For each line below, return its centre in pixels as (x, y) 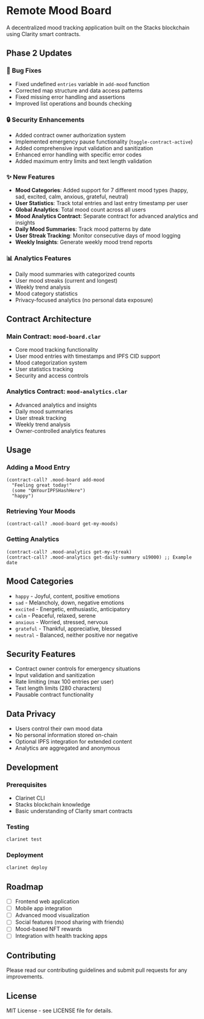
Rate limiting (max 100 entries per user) (64, 682)
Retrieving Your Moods (41, 512)
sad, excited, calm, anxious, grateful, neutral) (72, 197)
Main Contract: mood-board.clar (54, 336)
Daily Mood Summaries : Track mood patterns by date (83, 229)
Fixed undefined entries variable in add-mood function (82, 84)
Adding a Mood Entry (38, 467)
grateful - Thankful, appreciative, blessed (68, 628)
